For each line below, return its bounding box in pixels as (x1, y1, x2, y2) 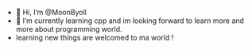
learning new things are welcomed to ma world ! (15, 33, 174, 42)
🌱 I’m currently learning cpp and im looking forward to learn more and (15, 16, 245, 25)
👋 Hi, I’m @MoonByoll (15, 8, 87, 17)
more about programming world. (15, 25, 122, 33)
